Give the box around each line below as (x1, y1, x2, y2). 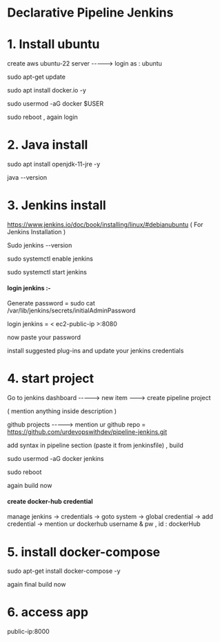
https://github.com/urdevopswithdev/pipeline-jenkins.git (7, 428, 168, 436)
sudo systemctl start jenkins (7, 268, 88, 276)
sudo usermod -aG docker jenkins (7, 455, 105, 463)
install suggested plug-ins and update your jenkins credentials (7, 347, 184, 355)
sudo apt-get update (7, 73, 66, 81)
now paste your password (7, 333, 81, 341)
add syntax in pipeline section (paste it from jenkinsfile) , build (7, 441, 184, 450)
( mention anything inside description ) (7, 407, 117, 415)
